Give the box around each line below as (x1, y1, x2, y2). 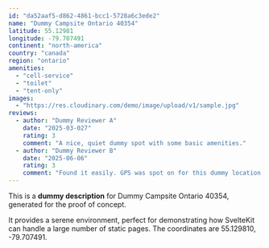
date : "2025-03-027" (23, 124, 92, 132)
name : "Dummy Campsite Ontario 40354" (8, 19, 139, 27)
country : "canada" (8, 49, 70, 57)
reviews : (8, 110, 38, 118)
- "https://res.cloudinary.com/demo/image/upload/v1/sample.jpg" (15, 101, 240, 110)
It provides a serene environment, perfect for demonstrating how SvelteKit (8, 215, 255, 225)
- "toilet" (15, 79, 52, 87)
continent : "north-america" (8, 42, 103, 50)
